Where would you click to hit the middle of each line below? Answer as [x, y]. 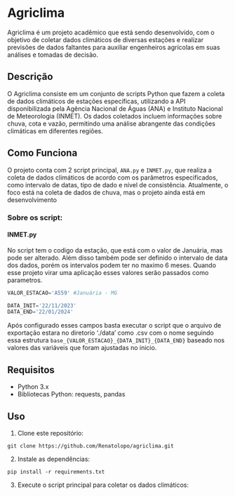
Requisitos [31, 370]
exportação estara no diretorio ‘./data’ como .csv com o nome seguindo [110, 333]
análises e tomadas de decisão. [53, 55]
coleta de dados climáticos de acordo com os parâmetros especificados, [113, 177]
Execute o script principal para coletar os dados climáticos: [103, 485]
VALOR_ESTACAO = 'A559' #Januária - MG [62, 293]
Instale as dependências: [53, 459]
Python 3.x [33, 387]
